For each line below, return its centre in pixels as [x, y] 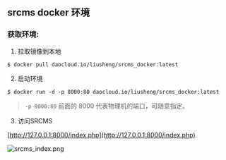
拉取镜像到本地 [39, 51]
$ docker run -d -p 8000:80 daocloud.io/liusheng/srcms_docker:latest [113, 92]
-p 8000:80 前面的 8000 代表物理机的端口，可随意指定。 [107, 106]
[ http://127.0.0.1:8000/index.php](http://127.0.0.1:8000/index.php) [101, 135]
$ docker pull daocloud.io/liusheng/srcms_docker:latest [93, 64]
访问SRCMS [35, 121]
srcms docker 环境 [49, 13]
